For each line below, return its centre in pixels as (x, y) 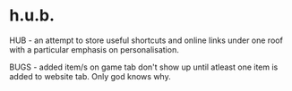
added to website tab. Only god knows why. (90, 76)
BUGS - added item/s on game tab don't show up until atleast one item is (144, 67)
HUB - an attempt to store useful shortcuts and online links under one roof (146, 40)
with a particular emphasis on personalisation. (94, 49)
